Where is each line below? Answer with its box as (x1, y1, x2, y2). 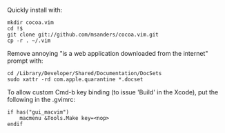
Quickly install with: (7, 6, 63, 14)
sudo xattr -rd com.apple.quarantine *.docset (7, 76, 144, 83)
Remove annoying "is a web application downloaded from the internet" (7, 50, 208, 57)
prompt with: (7, 57, 43, 65)
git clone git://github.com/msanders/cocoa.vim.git (7, 31, 159, 38)
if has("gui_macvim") (7, 109, 70, 116)
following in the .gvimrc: (7, 96, 76, 103)
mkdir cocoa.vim (7, 19, 54, 26)
